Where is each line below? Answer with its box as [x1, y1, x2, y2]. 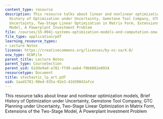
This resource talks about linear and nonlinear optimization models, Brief [5, 93, 150, 99]
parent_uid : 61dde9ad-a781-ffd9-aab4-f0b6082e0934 [5, 66, 110, 71]
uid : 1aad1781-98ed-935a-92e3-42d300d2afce [5, 79, 95, 84]
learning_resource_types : [5, 39, 57, 44]
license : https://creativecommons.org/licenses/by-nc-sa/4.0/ [5, 48, 133, 52]
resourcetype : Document [5, 70, 53, 75]
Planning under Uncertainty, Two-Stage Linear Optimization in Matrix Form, [5, 103, 156, 109]
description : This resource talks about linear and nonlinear [5, 12, 133, 17]
